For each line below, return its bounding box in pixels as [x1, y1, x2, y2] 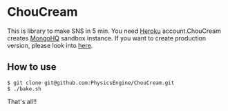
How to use [7, 61, 57, 73]
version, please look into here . [7, 41, 93, 49]
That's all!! [7, 97, 37, 106]
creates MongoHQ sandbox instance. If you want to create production [7, 34, 206, 42]
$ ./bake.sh [7, 85, 41, 92]
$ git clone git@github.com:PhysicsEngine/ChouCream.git [7, 79, 175, 86]
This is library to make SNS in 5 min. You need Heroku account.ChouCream [7, 27, 221, 35]
